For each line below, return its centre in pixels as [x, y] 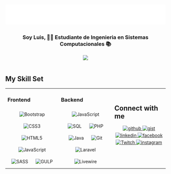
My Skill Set [24, 79]
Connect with [136, 108]
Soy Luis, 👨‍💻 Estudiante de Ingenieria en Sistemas [85, 37]
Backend [72, 100]
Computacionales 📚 [85, 44]
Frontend [19, 100]
